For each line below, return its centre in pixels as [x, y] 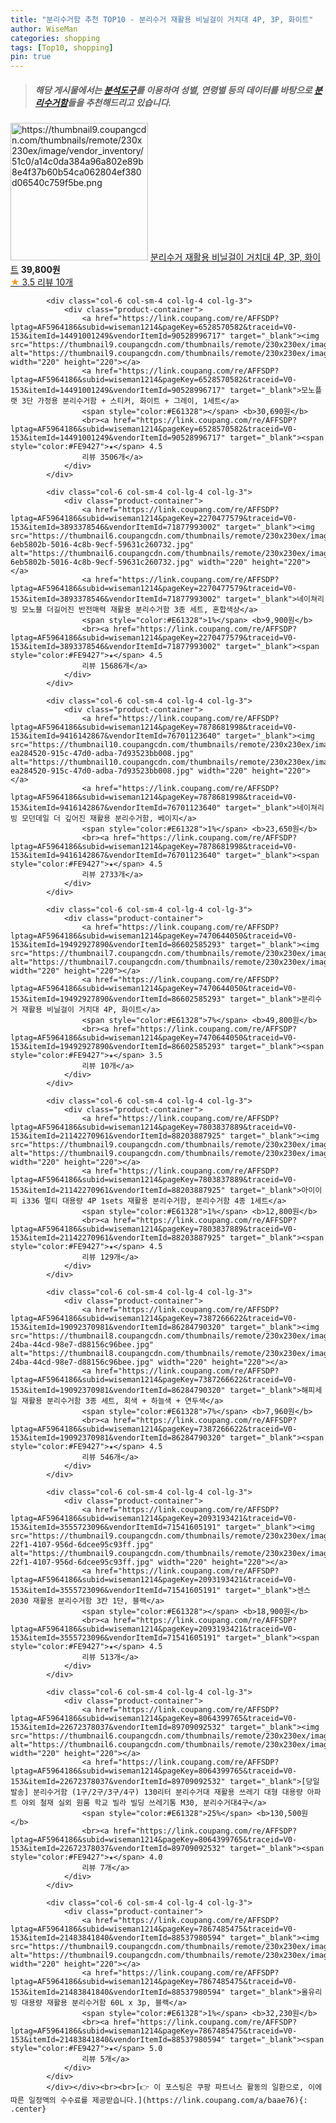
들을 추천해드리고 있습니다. [119, 102]
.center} [28, 2109]
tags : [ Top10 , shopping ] [62, 47]
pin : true [31, 57]
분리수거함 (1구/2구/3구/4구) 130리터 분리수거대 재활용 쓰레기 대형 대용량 [168, 1792]
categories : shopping [55, 38]
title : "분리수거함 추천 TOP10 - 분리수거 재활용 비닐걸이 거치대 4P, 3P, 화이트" [162, 19]
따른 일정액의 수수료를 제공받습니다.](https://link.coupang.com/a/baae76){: [159, 2101]
